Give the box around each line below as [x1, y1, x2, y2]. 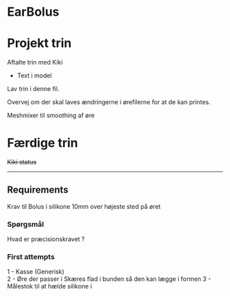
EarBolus [7, 4, 60, 20]
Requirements [7, 184, 68, 196]
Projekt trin [7, 36, 72, 51]
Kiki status [7, 158, 37, 166]
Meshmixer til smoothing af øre [7, 111, 95, 120]
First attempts [7, 252, 55, 262]
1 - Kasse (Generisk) [7, 268, 65, 276]
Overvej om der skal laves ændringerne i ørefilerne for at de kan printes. [7, 98, 211, 106]
